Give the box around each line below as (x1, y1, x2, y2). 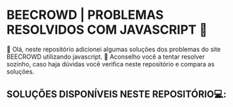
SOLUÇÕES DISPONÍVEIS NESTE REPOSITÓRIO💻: (6, 88, 227, 101)
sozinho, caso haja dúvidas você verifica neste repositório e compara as (6, 59, 215, 68)
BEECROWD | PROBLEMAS (6, 7, 164, 23)
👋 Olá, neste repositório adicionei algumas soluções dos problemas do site (6, 45, 221, 53)
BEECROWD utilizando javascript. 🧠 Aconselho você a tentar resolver (6, 52, 205, 61)
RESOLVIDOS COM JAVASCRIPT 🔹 (6, 22, 208, 38)
